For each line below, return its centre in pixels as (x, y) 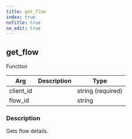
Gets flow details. (27, 131)
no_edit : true (24, 28)
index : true (21, 17)
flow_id (19, 101)
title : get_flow (26, 12)
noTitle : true (24, 22)
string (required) (100, 91)
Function (17, 66)
